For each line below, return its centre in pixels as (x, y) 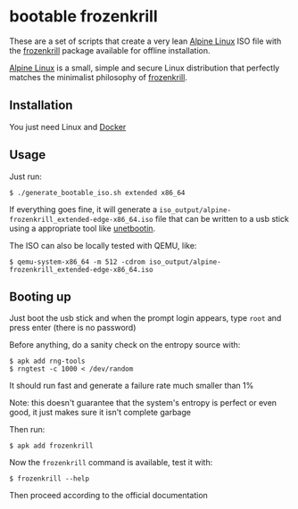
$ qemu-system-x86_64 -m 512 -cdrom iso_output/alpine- (115, 262)
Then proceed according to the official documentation (108, 496)
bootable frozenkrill (83, 16)
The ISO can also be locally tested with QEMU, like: (103, 245)
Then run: (27, 430)
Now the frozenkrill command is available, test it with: (111, 463)
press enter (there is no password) (73, 328)
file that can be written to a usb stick (222, 218)
